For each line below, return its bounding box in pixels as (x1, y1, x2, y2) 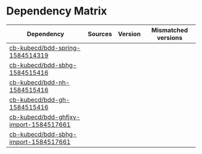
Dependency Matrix (6, 4, 107, 18)
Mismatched (151, 26, 188, 34)
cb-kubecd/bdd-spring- (9, 43, 81, 52)
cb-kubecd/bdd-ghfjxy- (9, 112, 81, 121)
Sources (87, 29, 112, 38)
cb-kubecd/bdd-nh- (9, 78, 70, 87)
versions (156, 33, 183, 42)
